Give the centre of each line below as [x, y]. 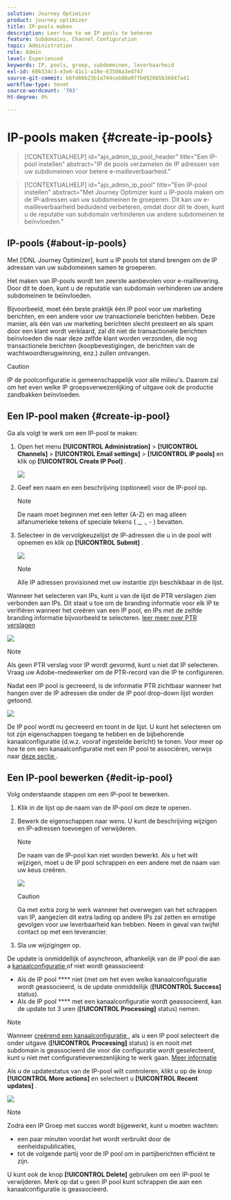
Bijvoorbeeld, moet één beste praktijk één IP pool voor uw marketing [104, 309]
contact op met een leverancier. [62, 932]
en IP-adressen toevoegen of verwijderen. [77, 828]
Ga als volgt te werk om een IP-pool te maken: [73, 433]
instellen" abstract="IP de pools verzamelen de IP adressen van [129, 164]
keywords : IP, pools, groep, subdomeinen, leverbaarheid [91, 65]
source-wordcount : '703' [43, 91]
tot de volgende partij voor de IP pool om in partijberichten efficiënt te [116, 1154]
